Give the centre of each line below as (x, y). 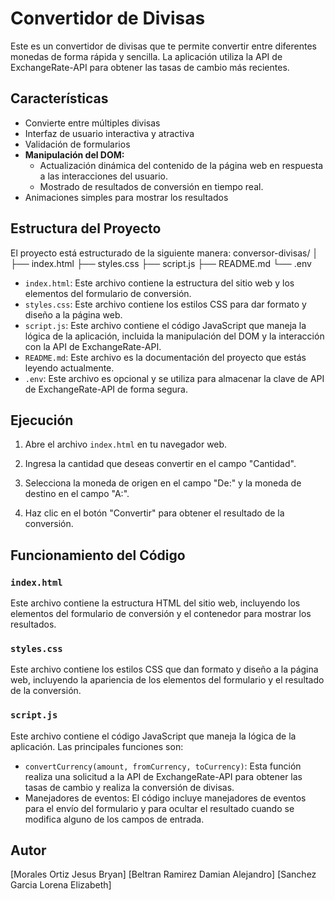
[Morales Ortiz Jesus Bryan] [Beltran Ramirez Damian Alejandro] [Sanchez (163, 874)
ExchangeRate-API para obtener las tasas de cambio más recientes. (150, 67)
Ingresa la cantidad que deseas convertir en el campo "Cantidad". (160, 464)
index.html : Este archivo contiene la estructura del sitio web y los (159, 283)
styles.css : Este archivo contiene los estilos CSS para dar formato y (165, 304)
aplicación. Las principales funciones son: (97, 746)
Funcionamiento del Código (98, 555)
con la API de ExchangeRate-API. (93, 346)
